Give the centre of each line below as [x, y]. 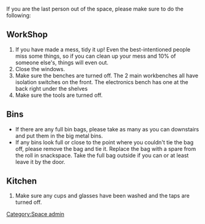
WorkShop [27, 35]
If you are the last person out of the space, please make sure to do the [95, 9]
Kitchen [22, 181]
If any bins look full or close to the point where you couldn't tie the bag [104, 142]
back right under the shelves [51, 88]
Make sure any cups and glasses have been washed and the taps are [102, 196]
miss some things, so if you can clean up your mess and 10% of [95, 56]
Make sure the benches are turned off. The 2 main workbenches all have [107, 75]
